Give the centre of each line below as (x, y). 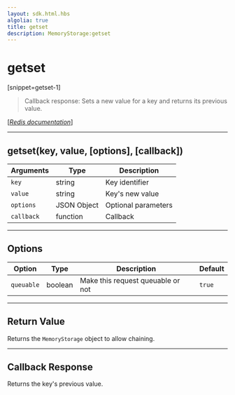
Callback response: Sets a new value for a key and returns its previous (126, 101)
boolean (60, 285)
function (70, 216)
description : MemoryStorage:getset (59, 33)
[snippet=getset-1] (34, 88)
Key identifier (127, 182)
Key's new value (132, 194)
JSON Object (77, 205)
